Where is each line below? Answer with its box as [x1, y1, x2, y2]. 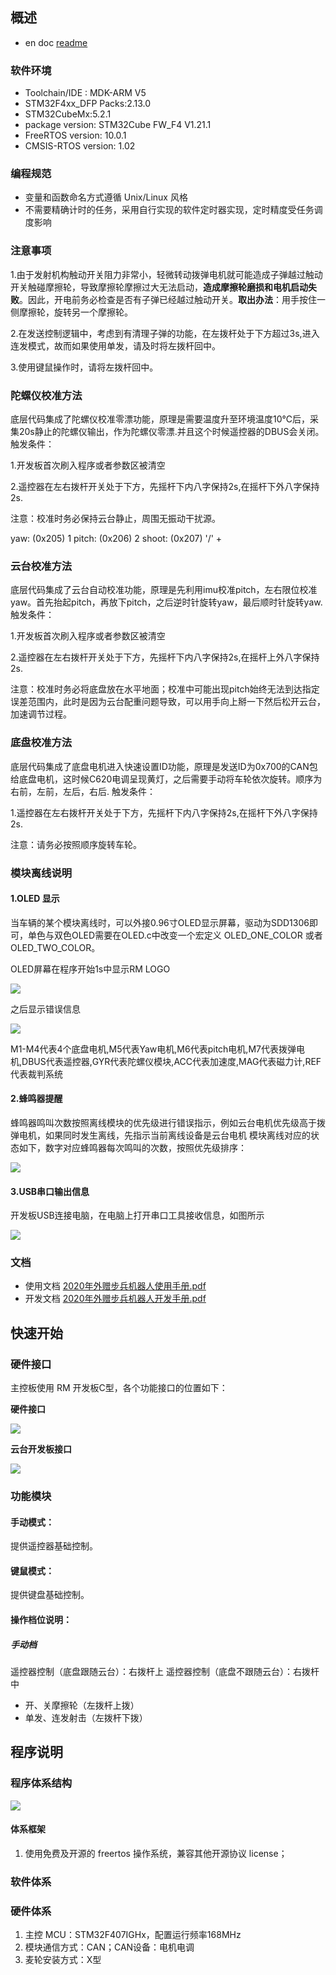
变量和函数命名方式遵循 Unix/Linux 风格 [24, 191, 188, 203]
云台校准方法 [10, 559, 73, 573]
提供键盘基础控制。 [10, 1589, 90, 1601]
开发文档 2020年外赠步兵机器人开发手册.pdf [24, 1293, 207, 1305]
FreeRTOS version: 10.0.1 [24, 129, 127, 142]
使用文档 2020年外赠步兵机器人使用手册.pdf [24, 1280, 207, 1292]
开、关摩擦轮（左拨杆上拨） [24, 1699, 140, 1711]
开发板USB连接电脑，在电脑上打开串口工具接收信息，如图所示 [10, 1209, 265, 1222]
